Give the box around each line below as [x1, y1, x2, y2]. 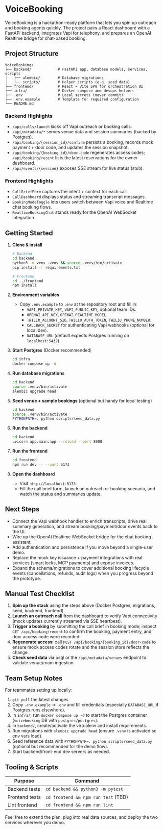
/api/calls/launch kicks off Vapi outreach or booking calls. [12, 124, 132, 129]
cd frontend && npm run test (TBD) [46, 794, 129, 801]
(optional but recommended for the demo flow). [12, 744, 109, 750]
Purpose [14, 778, 34, 784]
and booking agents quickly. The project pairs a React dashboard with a [5, 25, 150, 30]
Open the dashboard [12, 471, 55, 477]
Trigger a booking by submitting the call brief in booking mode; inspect [12, 624, 157, 629]
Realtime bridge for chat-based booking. [5, 35, 87, 41]
